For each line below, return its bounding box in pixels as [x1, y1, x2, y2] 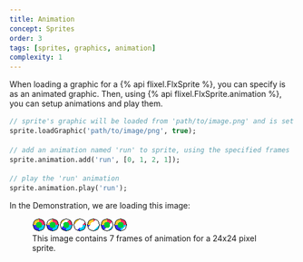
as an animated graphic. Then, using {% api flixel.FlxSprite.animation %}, [9, 89, 283, 100]
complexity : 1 [9, 53, 64, 63]
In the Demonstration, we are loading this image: [9, 200, 191, 211]
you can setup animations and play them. [9, 98, 163, 109]
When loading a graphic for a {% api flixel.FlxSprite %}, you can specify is [9, 79, 286, 90]
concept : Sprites [9, 24, 75, 34]
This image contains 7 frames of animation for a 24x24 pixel [32, 233, 257, 244]
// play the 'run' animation [9, 174, 120, 183]
